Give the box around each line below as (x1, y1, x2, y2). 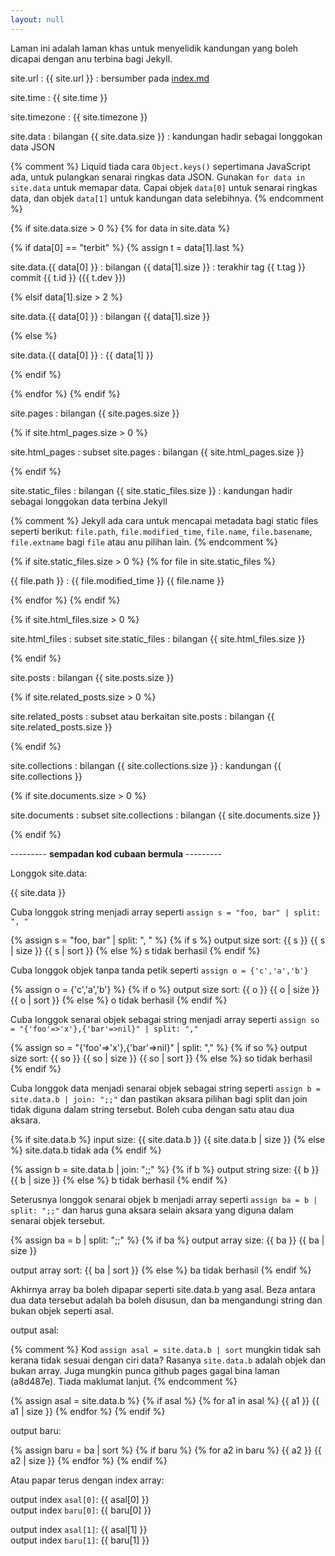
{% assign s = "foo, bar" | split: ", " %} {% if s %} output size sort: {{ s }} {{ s (10, 934, 326, 946)
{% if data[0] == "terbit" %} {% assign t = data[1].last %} (10, 241, 245, 253)
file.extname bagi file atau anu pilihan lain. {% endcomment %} (10, 536, 279, 548)
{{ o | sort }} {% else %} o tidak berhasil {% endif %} (10, 994, 228, 1006)
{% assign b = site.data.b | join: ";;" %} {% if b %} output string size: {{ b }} (10, 1163, 320, 1175)
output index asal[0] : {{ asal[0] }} (10, 1493, 150, 1505)
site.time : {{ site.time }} (10, 91, 108, 103)
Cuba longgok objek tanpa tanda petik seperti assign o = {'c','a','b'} (10, 964, 309, 976)
